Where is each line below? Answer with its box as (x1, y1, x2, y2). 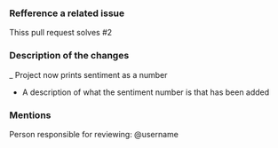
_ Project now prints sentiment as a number (9, 69, 168, 80)
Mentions (9, 109, 52, 121)
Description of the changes (9, 50, 130, 62)
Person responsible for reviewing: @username (9, 129, 179, 139)
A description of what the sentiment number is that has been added (21, 87, 270, 97)
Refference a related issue (9, 7, 125, 19)
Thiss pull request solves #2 (9, 27, 113, 38)
